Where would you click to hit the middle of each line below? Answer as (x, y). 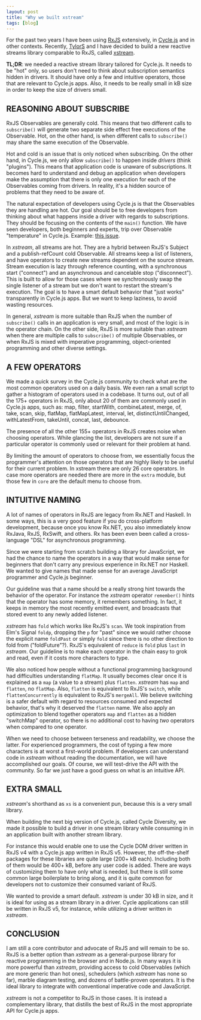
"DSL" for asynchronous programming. (78, 540)
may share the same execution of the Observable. (68, 142)
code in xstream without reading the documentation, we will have (87, 757)
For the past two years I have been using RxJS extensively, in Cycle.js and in (100, 40)
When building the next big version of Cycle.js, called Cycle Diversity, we (96, 821)
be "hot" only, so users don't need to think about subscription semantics (95, 71)
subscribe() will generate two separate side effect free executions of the (96, 130)
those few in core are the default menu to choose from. (74, 481)
